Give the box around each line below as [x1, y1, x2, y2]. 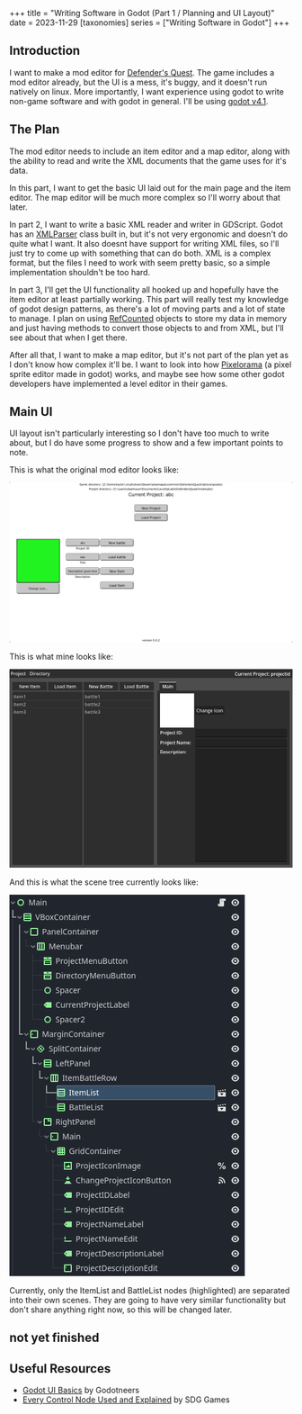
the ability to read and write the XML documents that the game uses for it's [9, 155, 287, 166]
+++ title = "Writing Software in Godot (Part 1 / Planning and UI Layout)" [9, 8, 275, 18]
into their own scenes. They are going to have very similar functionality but [9, 1294, 286, 1305]
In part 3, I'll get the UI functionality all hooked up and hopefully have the [9, 284, 279, 295]
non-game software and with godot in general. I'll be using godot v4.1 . [9, 95, 269, 106]
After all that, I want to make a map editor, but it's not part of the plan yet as [9, 349, 289, 360]
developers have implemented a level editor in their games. [9, 378, 228, 389]
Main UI [9, 404, 53, 419]
